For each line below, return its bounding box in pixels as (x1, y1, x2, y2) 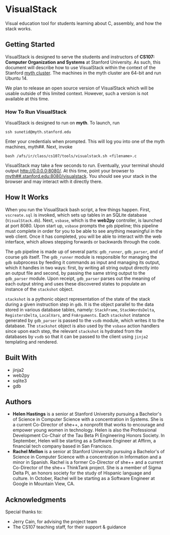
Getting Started (5, 40, 55, 49)
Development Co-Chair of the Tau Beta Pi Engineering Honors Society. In (12, 432, 165, 439)
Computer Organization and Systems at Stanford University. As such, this (5, 59, 161, 65)
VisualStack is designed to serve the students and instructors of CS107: (5, 54, 155, 60)
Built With (5, 354, 37, 362)
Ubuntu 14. (5, 75, 28, 81)
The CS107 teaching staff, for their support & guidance (12, 524, 126, 530)
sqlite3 (12, 377, 27, 383)
